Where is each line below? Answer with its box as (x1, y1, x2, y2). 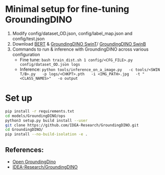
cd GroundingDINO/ (5, 127, 43, 132)
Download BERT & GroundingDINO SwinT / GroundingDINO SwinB (12, 41, 146, 47)
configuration (12, 51, 40, 58)
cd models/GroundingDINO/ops (5, 113, 66, 118)
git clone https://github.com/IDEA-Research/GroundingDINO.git (5, 122, 139, 127)
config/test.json (12, 36, 45, 42)
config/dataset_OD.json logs (19, 62, 81, 67)
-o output (58, 76, 78, 81)
